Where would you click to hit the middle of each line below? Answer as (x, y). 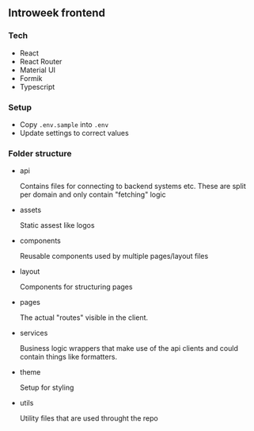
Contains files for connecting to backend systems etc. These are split (133, 187)
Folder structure (40, 153)
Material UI (38, 70)
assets (30, 210)
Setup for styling (47, 387)
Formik (31, 78)
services (34, 333)
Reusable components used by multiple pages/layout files (114, 256)
